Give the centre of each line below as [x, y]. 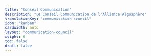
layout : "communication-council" [39, 32]
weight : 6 [15, 37]
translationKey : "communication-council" [48, 19]
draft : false [19, 46]
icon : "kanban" [21, 23]
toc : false [16, 41]
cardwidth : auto [22, 28]
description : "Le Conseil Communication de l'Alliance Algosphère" [76, 14]
